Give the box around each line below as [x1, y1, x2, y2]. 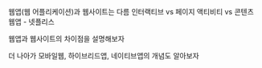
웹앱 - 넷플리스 [8, 17, 55, 26]
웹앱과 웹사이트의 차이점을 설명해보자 [8, 34, 125, 43]
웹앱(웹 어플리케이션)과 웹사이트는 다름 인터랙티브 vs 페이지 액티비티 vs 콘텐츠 [8, 7, 255, 16]
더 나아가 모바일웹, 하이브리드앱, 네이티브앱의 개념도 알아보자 [8, 51, 199, 60]
